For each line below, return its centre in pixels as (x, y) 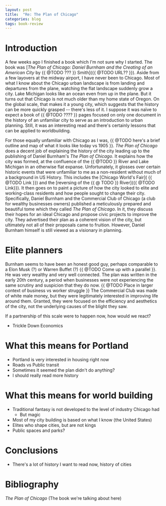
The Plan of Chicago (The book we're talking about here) (63, 498)
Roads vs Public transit (36, 365)
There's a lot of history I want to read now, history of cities (72, 464)
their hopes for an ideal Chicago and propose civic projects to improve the (81, 214)
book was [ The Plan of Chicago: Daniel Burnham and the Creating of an (79, 67)
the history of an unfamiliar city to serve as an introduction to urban (74, 120)
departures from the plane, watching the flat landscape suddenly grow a (79, 89)
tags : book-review (24, 24)
